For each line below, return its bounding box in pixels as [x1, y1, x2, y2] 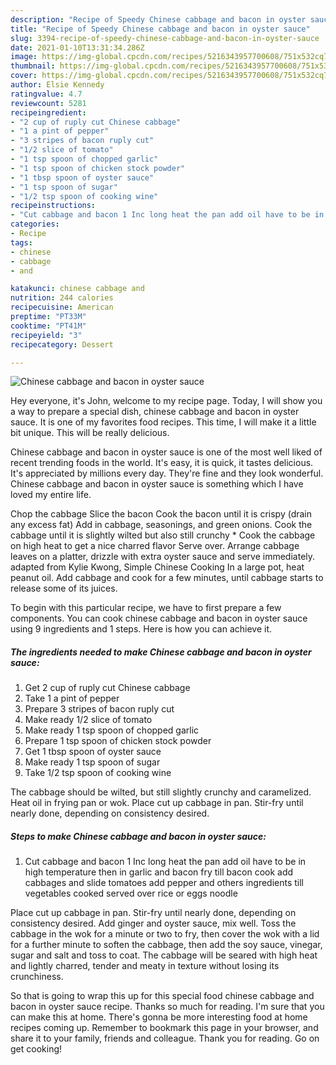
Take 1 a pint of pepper [24, 692, 120, 705]
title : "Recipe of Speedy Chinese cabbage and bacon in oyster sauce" [10, 24, 311, 34]
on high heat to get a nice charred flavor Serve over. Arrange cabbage [10, 540, 300, 552]
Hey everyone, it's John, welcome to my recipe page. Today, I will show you [10, 395, 323, 407]
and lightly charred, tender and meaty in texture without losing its [10, 960, 280, 972]
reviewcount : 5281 [10, 98, 87, 108]
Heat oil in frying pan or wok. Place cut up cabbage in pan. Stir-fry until [10, 797, 304, 809]
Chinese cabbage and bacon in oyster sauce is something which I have [10, 478, 304, 490]
